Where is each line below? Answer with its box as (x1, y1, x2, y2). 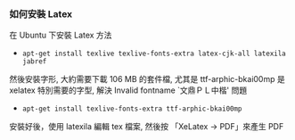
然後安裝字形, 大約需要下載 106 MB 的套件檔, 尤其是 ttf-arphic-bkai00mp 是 (9, 74, 285, 85)
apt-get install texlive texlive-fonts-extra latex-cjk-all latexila (21, 49, 287, 59)
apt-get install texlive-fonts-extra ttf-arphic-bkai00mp (21, 104, 242, 113)
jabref (21, 57, 47, 66)
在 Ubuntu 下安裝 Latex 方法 (9, 29, 112, 41)
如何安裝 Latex (9, 7, 73, 20)
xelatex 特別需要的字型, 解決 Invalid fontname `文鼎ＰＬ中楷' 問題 (9, 85, 248, 95)
